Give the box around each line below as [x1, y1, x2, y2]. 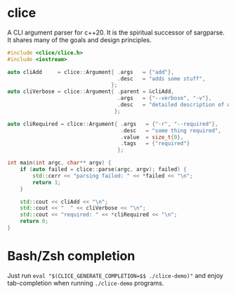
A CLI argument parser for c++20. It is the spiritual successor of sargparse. [7, 28, 225, 37]
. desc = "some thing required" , [120, 127, 221, 134]
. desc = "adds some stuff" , [117, 75, 206, 82]
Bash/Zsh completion [7, 248, 136, 264]
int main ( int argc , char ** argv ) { [7, 160, 112, 167]
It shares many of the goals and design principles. [7, 35, 152, 44]
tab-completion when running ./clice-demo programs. [7, 279, 164, 287]
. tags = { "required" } [120, 140, 190, 147]
